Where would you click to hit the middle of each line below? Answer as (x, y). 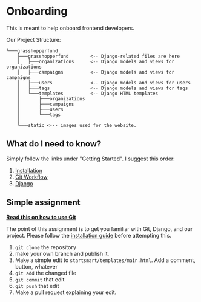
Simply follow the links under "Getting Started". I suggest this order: (91, 159)
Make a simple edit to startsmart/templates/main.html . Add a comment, (105, 260)
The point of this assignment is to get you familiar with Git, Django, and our (100, 228)
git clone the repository (46, 247)
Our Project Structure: (34, 39)
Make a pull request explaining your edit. (66, 292)
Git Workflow (31, 177)
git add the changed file (46, 273)
